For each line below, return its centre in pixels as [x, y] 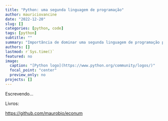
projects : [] [19, 79]
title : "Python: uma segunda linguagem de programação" [64, 10]
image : [12, 61]
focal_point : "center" [33, 70]
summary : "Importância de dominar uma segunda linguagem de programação [82, 42]
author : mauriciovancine [31, 14]
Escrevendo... [19, 93]
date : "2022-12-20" [25, 19]
